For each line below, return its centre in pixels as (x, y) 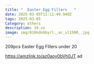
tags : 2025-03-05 (23, 19)
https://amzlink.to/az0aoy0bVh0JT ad (44, 56)
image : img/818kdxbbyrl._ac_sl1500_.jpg (47, 32)
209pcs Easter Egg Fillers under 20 (41, 47)
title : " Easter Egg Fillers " (41, 10)
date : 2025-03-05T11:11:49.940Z (38, 14)
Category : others (23, 23)
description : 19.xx (25, 28)
